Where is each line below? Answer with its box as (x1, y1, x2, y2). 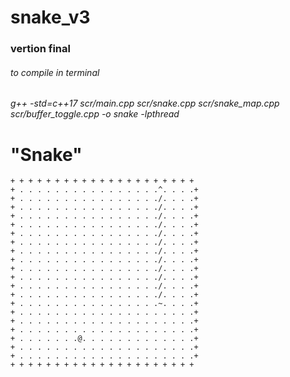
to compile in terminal (10, 66, 100, 78)
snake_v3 (10, 6, 91, 29)
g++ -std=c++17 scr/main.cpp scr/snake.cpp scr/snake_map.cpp (10, 97, 280, 110)
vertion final (10, 42, 71, 56)
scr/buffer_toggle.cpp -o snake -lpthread (10, 108, 180, 120)
